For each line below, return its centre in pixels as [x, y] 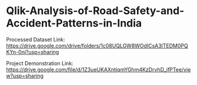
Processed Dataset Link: [36, 39]
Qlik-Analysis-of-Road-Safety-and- [95, 11]
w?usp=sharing [25, 76]
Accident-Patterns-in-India [74, 23]
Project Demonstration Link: [40, 63]
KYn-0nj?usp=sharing [33, 52]
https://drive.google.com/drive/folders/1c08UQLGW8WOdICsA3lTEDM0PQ [97, 46]
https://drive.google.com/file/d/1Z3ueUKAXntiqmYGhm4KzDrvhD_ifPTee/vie [98, 69]
